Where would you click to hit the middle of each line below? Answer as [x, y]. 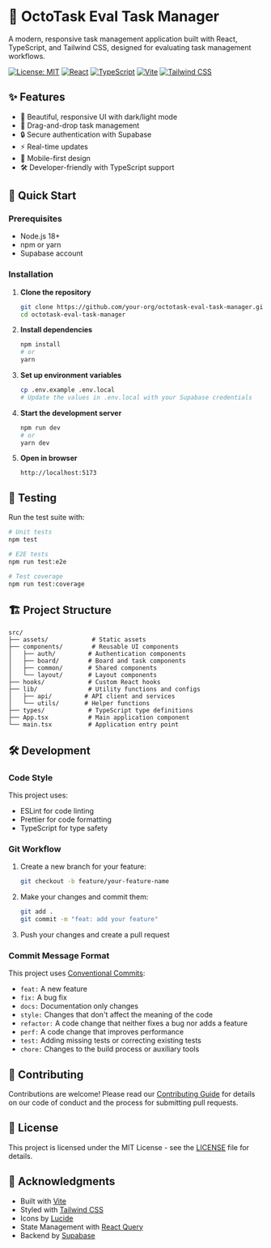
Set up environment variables [71, 375]
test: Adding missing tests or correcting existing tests [111, 1041]
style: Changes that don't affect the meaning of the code [116, 1015]
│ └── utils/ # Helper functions [79, 704]
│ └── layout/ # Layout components [83, 675]
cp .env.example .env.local [67, 390]
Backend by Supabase [57, 1235]
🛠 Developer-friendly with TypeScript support [97, 167]
